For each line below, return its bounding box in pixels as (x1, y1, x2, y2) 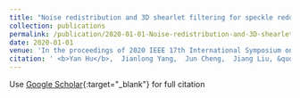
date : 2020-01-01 (9, 37, 74, 47)
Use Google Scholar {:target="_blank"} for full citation (9, 79, 205, 89)
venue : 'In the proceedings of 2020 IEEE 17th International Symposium (9, 46, 281, 55)
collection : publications (9, 21, 105, 30)
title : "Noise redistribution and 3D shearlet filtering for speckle (9, 12, 274, 22)
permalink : (9, 29, 50, 38)
